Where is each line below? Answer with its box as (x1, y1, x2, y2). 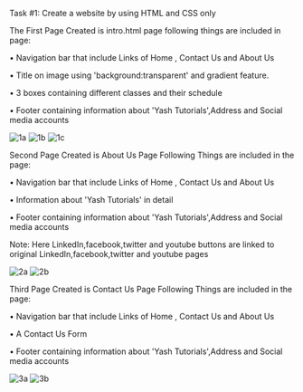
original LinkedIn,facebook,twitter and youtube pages (9, 249, 209, 259)
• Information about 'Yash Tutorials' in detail (9, 195, 174, 205)
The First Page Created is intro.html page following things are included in (9, 25, 281, 35)
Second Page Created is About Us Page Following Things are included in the (9, 149, 295, 160)
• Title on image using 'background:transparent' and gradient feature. (9, 70, 270, 81)
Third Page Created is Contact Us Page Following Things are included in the (9, 284, 292, 294)
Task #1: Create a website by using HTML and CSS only (9, 8, 217, 18)
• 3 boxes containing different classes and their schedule (9, 88, 223, 98)
